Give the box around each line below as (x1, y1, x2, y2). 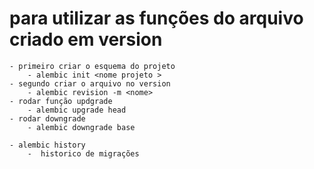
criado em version (9, 28, 163, 51)
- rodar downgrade (9, 113, 86, 124)
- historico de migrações (27, 148, 140, 159)
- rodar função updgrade (9, 96, 113, 106)
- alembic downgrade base (27, 122, 136, 132)
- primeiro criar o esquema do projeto (9, 61, 176, 71)
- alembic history (9, 140, 86, 150)
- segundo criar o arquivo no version (9, 78, 171, 89)
